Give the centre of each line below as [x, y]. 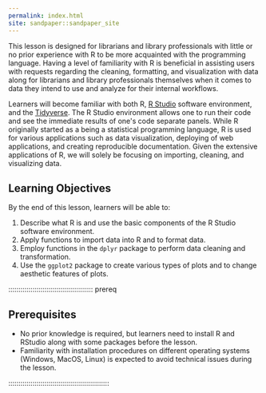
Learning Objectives [60, 188]
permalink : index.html [46, 16]
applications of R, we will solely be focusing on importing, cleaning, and [126, 155]
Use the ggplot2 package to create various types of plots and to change [138, 265]
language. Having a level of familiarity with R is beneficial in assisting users [132, 63]
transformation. [45, 257]
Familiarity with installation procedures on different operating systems [135, 351]
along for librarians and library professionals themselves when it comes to [130, 80]
